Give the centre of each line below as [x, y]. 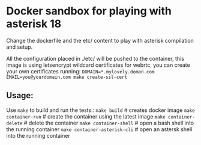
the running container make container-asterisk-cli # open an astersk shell [99, 129]
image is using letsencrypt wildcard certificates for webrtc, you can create [98, 65]
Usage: [20, 95]
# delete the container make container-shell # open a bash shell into [109, 123]
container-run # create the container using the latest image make [86, 116]
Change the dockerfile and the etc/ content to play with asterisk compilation [100, 40]
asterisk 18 [34, 24]
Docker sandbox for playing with [89, 11]
